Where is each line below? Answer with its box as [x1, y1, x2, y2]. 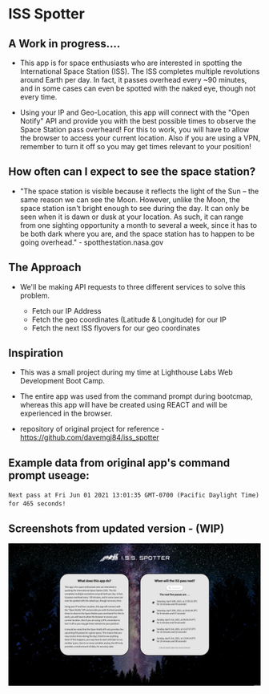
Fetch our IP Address [31, 306, 102, 315]
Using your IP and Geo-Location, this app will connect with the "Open [19, 108, 250, 117]
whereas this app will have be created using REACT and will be [19, 400, 228, 410]
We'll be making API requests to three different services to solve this [19, 282, 246, 291]
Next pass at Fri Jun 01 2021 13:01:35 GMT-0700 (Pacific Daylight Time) [8, 491, 260, 500]
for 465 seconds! [8, 500, 66, 508]
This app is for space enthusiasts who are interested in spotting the [19, 58, 243, 67]
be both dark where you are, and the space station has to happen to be [19, 229, 255, 238]
